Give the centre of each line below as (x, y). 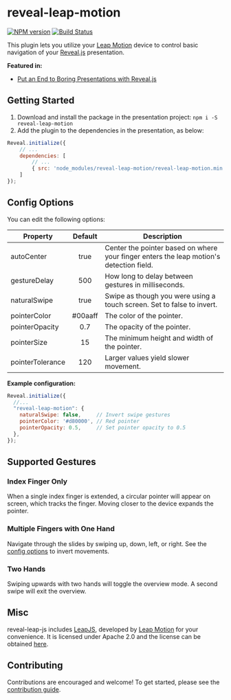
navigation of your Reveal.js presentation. (66, 52)
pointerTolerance (38, 362)
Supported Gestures (52, 462)
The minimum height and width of (159, 338)
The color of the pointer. (144, 315)
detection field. (129, 264)
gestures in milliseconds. (145, 284)
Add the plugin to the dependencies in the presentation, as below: (110, 130)
